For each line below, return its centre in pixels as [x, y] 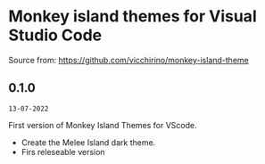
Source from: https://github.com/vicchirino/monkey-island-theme [128, 60]
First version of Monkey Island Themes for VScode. [103, 125]
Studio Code [55, 35]
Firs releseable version [63, 152]
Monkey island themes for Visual [132, 16]
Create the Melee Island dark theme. [88, 142]
